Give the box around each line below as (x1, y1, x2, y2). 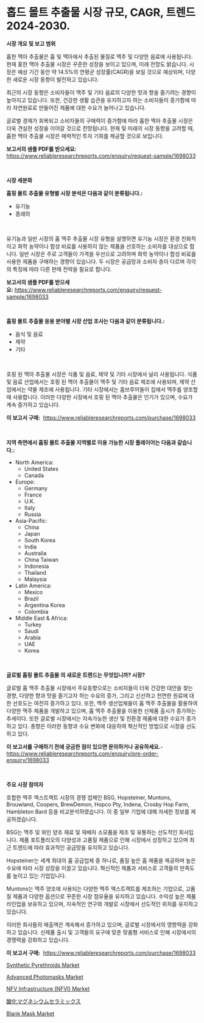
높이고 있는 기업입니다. (12, 872, 67, 879)
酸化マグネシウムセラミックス (6, 997, 81, 1005)
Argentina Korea (24, 601, 65, 608)
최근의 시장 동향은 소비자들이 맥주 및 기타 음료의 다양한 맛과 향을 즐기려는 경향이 (6, 89, 197, 96)
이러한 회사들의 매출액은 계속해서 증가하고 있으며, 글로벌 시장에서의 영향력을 (6, 920, 187, 928)
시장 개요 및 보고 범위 (6, 40, 56, 47)
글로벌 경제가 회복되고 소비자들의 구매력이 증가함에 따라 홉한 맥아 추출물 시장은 (6, 117, 194, 124)
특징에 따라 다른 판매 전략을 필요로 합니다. (12, 265, 112, 272)
